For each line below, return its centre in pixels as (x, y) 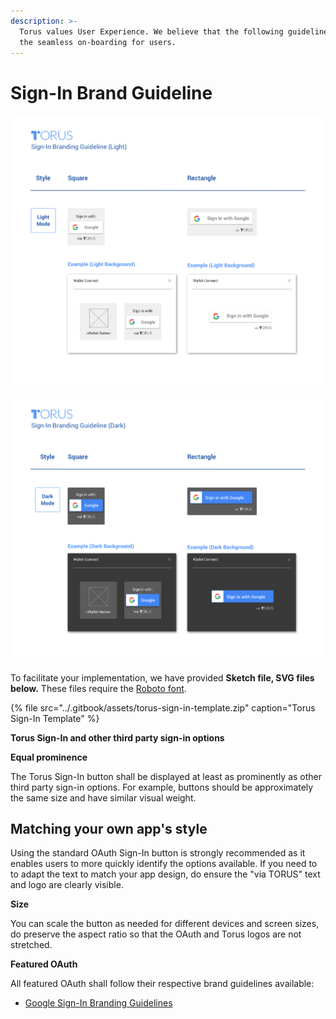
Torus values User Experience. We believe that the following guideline (174, 31)
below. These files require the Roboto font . (98, 688)
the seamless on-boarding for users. (98, 42)
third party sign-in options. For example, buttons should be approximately (162, 787)
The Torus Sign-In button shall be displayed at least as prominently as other (166, 776)
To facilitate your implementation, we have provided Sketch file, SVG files (162, 677)
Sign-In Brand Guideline (111, 92)
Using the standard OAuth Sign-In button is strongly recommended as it (158, 853)
